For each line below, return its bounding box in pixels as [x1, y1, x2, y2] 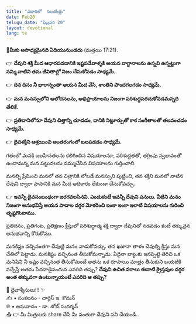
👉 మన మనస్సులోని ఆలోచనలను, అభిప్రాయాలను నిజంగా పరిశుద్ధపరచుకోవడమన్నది [6, 95, 179, 103]
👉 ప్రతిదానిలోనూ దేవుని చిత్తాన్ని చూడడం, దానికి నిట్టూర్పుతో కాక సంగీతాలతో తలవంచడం [6, 117, 187, 124]
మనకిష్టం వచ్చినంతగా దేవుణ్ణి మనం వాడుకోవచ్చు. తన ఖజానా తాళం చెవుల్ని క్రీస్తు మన [6, 243, 180, 250]
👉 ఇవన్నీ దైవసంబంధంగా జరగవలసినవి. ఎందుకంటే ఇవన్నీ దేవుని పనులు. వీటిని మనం [6, 193, 181, 200]
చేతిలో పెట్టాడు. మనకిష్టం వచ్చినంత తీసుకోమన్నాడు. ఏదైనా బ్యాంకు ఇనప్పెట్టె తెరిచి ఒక [6, 250, 181, 258]
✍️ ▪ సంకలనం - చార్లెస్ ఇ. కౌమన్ [6, 294, 75, 302]
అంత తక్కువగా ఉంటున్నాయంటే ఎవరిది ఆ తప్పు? [6, 274, 107, 281]
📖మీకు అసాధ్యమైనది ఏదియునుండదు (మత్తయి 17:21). [6, 46, 118, 53]
